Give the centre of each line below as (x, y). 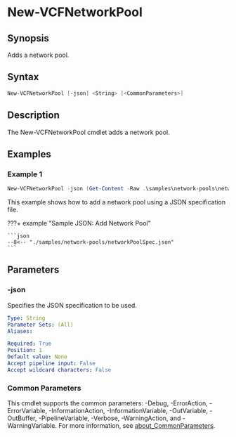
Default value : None (38, 357)
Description (33, 116)
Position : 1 (25, 351)
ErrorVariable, (27, 411)
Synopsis (28, 38)
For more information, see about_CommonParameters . (137, 426)
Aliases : (20, 331)
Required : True (29, 344)
